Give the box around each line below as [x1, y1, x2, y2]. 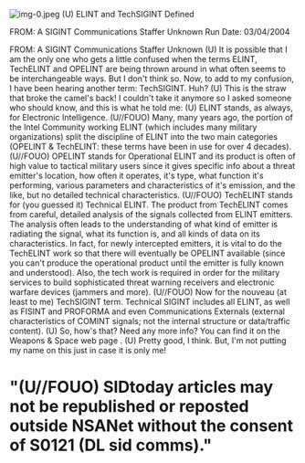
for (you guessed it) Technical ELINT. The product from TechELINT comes [9, 199, 289, 210]
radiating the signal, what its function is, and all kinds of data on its [9, 228, 260, 239]
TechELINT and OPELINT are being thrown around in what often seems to [9, 64, 286, 74]
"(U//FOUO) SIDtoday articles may [9, 377, 274, 397]
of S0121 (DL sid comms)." [9, 435, 213, 456]
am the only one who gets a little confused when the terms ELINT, [9, 54, 258, 64]
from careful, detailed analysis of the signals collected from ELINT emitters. [9, 209, 294, 219]
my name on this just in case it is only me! [9, 345, 167, 355]
